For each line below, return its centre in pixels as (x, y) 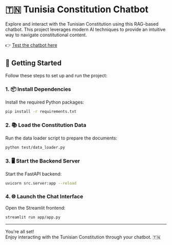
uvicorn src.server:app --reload (41, 183)
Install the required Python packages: (45, 102)
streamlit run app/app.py (33, 217)
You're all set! (20, 232)
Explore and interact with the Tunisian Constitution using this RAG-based (82, 24)
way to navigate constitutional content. (46, 35)
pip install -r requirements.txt (41, 112)
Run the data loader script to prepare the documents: (61, 138)
